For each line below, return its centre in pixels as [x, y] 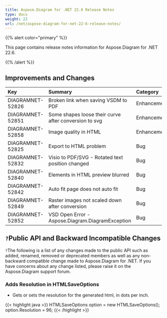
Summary [60, 92]
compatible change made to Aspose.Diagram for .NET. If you [89, 261]
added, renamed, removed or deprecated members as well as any [73, 255]
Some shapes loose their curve [84, 115]
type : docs [16, 14]
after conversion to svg [75, 121]
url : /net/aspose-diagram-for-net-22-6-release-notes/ [63, 24]
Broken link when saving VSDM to [88, 100]
